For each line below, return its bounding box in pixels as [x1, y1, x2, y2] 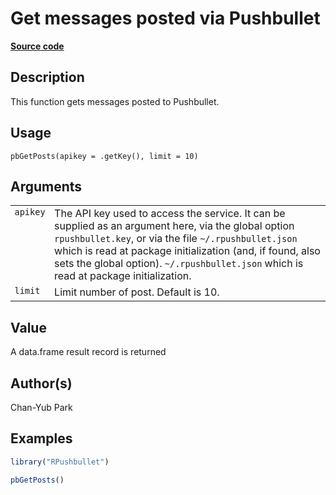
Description [10, 69, 85, 86]
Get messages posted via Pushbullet [10, 7, 321, 30]
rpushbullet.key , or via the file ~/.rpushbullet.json [54, 232, 298, 246]
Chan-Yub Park [10, 402, 73, 413]
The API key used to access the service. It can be [54, 207, 286, 221]
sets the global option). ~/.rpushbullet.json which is [54, 257, 304, 271]
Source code [10, 40, 65, 52]
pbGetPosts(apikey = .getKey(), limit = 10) [10, 151, 199, 161]
